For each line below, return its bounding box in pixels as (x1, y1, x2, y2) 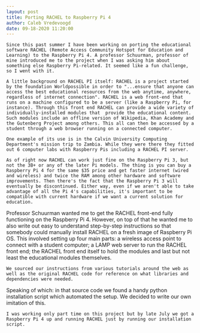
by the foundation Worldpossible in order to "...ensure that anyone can (6, 84, 195, 90)
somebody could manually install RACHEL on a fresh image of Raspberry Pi (6, 229, 192, 236)
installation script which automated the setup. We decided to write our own (6, 293, 192, 300)
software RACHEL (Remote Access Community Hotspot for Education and (6, 47, 184, 53)
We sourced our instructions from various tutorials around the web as (6, 266, 189, 272)
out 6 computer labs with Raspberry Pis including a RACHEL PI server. (6, 147, 189, 153)
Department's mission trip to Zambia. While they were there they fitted (6, 141, 195, 147)
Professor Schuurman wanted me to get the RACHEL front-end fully (6, 210, 174, 217)
